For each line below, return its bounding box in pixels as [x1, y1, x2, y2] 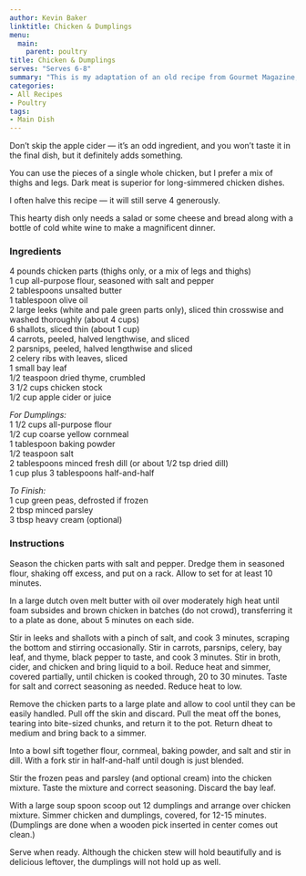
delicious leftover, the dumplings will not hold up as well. [9, 856, 221, 867]
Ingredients [9, 245, 62, 258]
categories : [9, 81, 55, 90]
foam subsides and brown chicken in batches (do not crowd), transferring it [9, 604, 293, 616]
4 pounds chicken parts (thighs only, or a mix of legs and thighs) [9, 266, 252, 276]
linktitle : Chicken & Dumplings [9, 22, 132, 31]
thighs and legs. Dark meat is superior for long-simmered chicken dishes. [9, 177, 285, 188]
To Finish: [9, 485, 46, 496]
